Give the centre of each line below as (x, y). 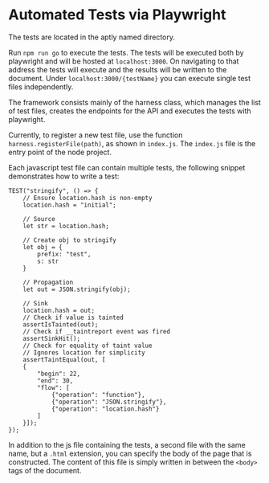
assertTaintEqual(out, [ (64, 359)
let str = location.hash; (66, 226)
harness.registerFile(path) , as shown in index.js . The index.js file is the (132, 143)
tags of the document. (45, 470)
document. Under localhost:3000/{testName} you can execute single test (130, 78)
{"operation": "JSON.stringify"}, (109, 402)
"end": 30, (55, 381)
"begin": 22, (59, 374)
